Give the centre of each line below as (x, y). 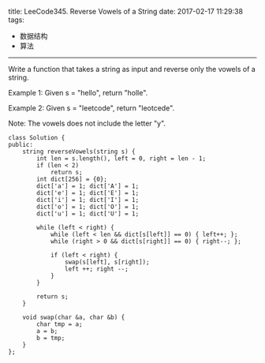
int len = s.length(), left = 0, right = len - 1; (121, 159)
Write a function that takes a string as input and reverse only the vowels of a (132, 69)
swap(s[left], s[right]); (107, 262)
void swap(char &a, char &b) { (74, 317)
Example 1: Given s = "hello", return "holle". (78, 93)
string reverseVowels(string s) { (79, 152)
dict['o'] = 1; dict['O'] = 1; (88, 207)
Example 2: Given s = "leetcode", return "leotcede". (91, 108)
